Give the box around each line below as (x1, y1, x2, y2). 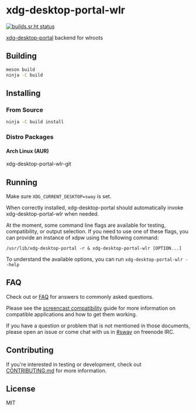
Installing (6, 88, 41, 98)
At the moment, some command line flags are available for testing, (6, 222, 166, 229)
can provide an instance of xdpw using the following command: (6, 234, 159, 241)
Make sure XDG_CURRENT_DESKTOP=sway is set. (6, 193, 112, 199)
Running (6, 177, 38, 187)
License (6, 384, 36, 394)
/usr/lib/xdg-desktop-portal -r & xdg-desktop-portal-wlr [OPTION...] (6, 246, 182, 251)
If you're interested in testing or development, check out (6, 361, 142, 368)
